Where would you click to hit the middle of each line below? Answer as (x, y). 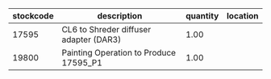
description (120, 16)
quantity (202, 16)
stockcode (33, 16)
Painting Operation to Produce (119, 53)
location (243, 16)
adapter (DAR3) (92, 39)
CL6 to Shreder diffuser (106, 29)
